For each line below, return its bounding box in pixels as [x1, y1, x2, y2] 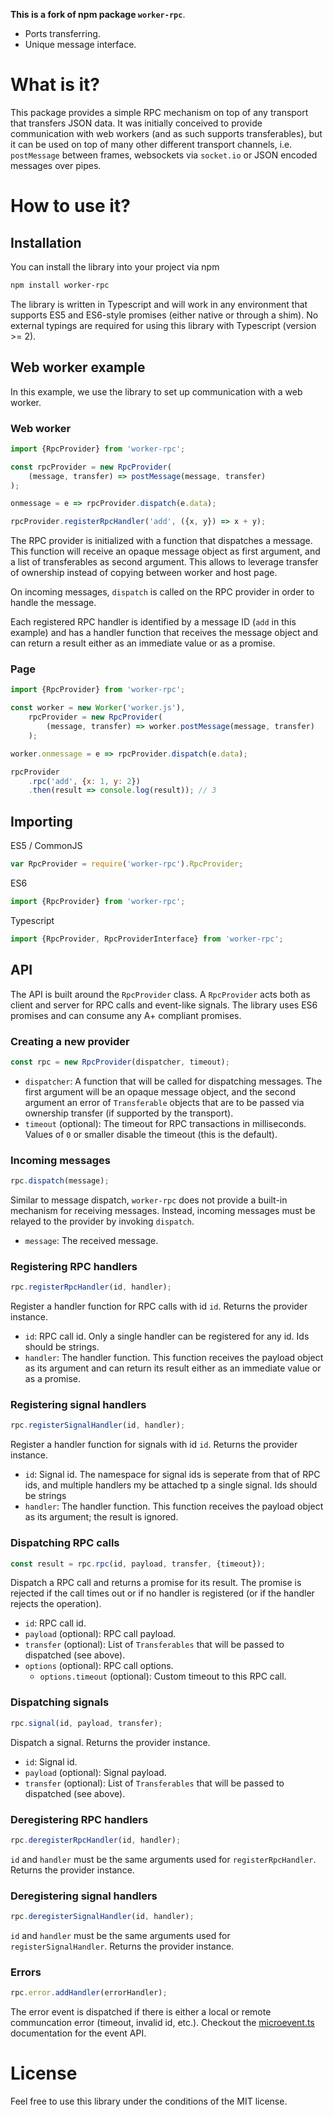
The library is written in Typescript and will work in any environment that [10, 298, 308, 310]
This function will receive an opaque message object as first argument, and [10, 545, 321, 558]
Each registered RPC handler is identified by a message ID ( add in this [10, 616, 297, 628]
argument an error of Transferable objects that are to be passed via [24, 1096, 305, 1108]
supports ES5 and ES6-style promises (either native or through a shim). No [10, 309, 319, 321]
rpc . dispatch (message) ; [10, 1176, 110, 1186]
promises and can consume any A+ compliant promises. [10, 1009, 242, 1021]
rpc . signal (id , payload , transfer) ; [10, 1718, 163, 1728]
